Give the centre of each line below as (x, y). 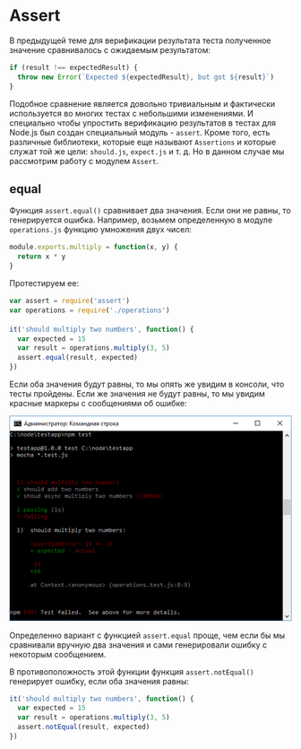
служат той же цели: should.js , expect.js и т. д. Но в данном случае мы (147, 151)
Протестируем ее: (44, 283)
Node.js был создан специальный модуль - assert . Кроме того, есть (140, 132)
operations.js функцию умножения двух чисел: (101, 230)
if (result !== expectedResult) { (74, 67)
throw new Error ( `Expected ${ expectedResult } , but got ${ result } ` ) (146, 77)
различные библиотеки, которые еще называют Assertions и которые (143, 142)
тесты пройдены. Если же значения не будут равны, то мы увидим (138, 394)
